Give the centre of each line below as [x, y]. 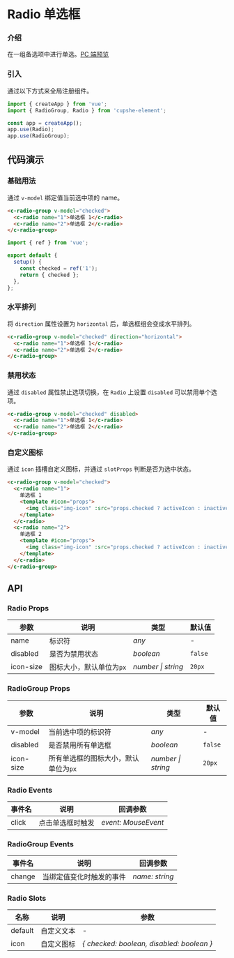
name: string [153, 876]
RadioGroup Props [39, 689]
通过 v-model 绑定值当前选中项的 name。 [65, 197]
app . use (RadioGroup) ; [39, 136]
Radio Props [28, 608]
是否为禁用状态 [74, 654]
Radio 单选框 [44, 14]
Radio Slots [27, 899]
